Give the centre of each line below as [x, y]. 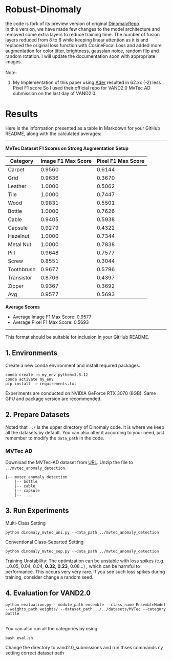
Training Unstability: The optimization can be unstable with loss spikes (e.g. [85, 561]
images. [14, 61]
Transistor [20, 277]
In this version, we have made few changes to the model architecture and [83, 29]
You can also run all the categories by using [51, 629]
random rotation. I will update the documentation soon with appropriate [80, 56]
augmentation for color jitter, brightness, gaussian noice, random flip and [82, 51]
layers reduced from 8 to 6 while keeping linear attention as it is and [77, 40]
